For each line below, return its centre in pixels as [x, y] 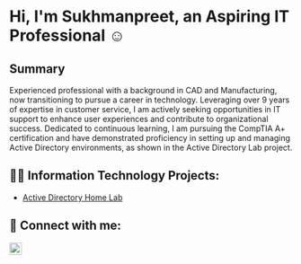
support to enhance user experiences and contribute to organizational [139, 119]
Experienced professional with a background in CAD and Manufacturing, [143, 90]
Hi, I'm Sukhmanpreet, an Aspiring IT [150, 17]
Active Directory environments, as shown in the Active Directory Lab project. [151, 147]
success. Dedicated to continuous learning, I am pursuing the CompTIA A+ [147, 128]
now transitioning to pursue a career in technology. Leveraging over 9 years [150, 100]
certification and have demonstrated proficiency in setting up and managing [150, 138]
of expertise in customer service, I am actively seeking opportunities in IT [145, 109]
